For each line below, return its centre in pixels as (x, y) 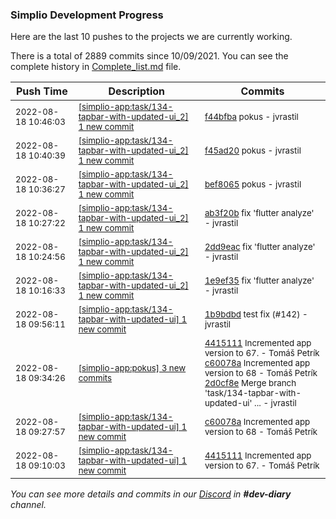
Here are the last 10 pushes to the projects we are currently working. (151, 37)
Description (136, 91)
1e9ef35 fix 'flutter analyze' (259, 281)
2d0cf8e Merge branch (250, 383)
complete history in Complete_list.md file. (96, 67)
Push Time (41, 91)
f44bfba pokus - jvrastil (251, 117)
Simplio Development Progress (87, 15)
